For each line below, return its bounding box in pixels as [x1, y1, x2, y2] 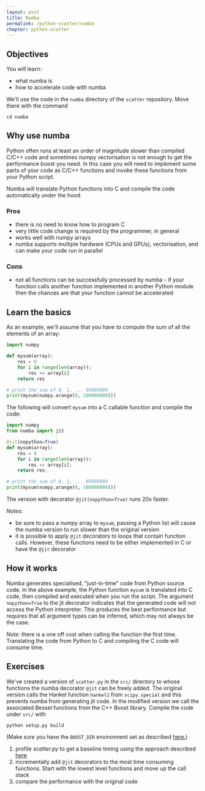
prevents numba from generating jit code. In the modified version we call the [6, 697, 199, 704]
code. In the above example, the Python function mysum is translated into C [6, 586, 193, 593]
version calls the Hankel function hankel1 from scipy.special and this [6, 691, 182, 698]
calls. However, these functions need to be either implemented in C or [15, 539, 192, 546]
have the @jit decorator [15, 545, 76, 553]
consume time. [6, 643, 44, 651]
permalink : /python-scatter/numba [6, 20, 95, 26]
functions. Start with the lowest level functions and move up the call [15, 765, 187, 772]
